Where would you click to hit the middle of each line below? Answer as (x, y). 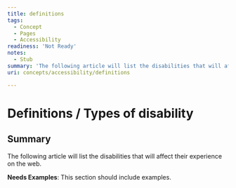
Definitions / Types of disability (100, 113)
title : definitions (36, 14)
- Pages (25, 33)
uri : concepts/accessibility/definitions (69, 72)
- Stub (23, 60)
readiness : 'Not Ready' (42, 46)
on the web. (25, 163)
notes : (17, 53)
